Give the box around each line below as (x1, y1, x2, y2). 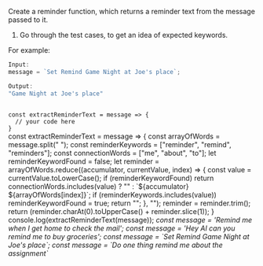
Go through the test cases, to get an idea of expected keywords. (19, 31, 228, 39)
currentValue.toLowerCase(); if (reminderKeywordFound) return (8, 173, 214, 183)
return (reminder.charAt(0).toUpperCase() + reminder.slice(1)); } (8, 206, 214, 216)
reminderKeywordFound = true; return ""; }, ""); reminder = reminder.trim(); (8, 198, 251, 208)
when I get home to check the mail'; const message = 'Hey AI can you (8, 224, 236, 233)
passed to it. (8, 15, 49, 24)
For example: (8, 46, 51, 54)
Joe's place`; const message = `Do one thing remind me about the (8, 240, 223, 249)
